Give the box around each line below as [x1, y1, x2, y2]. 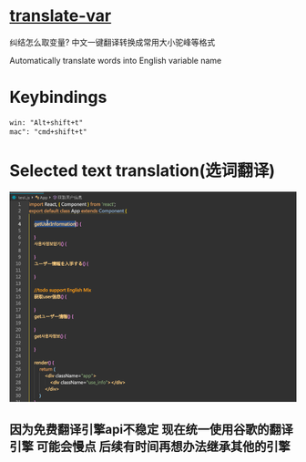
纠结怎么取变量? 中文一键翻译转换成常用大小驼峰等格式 [9, 36, 216, 47]
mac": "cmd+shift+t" [9, 127, 88, 137]
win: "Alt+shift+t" [9, 118, 84, 128]
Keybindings [9, 87, 107, 108]
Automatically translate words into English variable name [9, 55, 222, 66]
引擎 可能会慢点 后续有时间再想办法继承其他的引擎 [9, 439, 291, 455]
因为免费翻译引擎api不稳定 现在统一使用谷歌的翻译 [9, 422, 294, 437]
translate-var [9, 5, 112, 26]
